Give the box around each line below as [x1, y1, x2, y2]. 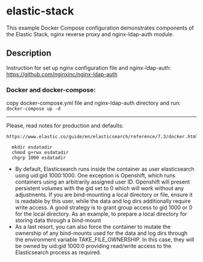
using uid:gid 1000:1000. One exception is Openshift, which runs [14, 172, 176, 179]
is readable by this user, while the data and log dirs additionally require [14, 197, 192, 205]
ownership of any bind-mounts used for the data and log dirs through [14, 229, 188, 237]
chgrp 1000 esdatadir [11, 155, 66, 161]
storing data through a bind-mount [14, 217, 101, 224]
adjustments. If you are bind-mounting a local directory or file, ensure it [14, 191, 193, 199]
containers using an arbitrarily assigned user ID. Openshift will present [14, 178, 190, 185]
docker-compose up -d [6, 106, 61, 112]
